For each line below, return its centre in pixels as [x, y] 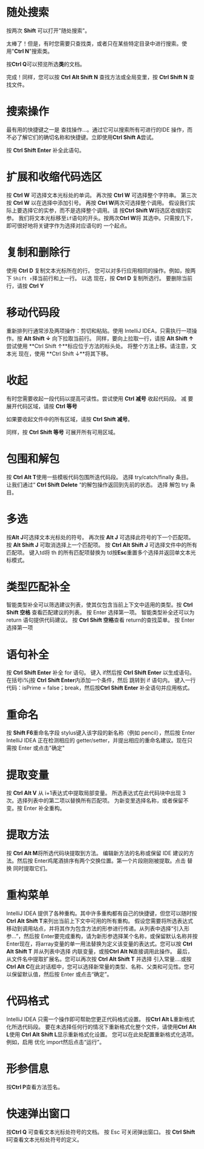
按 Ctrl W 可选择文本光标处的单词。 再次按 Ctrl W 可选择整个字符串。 [93, 195]
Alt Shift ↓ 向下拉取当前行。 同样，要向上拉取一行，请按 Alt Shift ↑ [109, 338]
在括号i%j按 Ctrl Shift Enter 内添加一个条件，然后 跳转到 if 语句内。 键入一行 [101, 680]
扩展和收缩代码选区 [54, 177]
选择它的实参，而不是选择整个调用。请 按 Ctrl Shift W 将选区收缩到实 [107, 210]
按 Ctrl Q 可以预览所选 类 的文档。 [46, 64]
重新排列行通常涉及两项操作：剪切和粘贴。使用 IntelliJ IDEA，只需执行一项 [99, 330]
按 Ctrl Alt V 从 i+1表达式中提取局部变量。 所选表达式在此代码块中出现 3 [96, 793]
